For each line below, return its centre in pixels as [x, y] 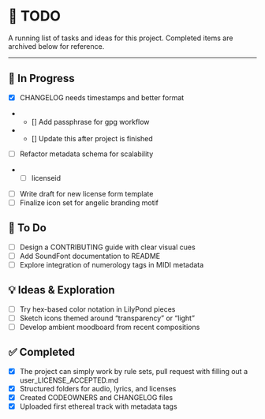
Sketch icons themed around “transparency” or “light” [107, 318]
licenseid [46, 178]
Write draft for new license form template [86, 193]
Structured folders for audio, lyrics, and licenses [98, 388]
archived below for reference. [56, 46]
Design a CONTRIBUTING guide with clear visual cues [107, 247]
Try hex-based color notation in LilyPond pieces [97, 309]
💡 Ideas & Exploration [62, 290]
